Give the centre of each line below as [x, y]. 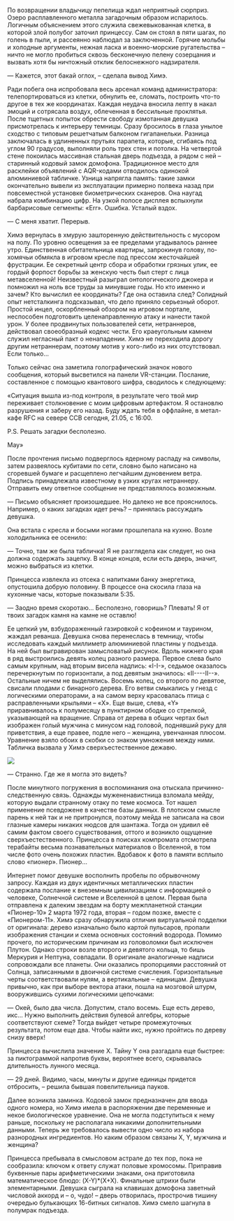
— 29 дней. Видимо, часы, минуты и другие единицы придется [102, 1079]
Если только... [28, 353]
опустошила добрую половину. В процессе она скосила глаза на [104, 587]
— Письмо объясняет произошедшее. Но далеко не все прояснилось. [112, 502]
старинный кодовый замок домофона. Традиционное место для [103, 163]
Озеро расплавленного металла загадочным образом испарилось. [108, 17]
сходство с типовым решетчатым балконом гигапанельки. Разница [108, 133]
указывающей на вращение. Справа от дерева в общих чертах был [108, 718]
